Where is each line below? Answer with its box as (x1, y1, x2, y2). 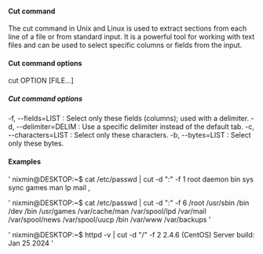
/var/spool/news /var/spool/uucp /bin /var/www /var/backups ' (8, 215, 211, 224)
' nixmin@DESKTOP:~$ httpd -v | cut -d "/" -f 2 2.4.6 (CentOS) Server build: (8, 230, 255, 239)
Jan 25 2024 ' (8, 238, 53, 248)
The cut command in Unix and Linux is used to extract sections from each (8, 24, 247, 33)
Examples (8, 156, 42, 166)
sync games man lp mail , (8, 182, 90, 192)
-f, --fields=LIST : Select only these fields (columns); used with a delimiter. (8, 114, 250, 123)
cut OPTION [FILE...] (8, 75, 75, 86)
